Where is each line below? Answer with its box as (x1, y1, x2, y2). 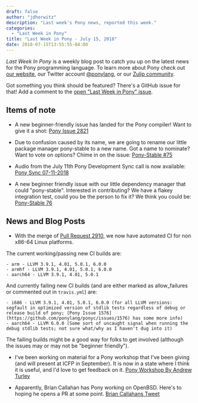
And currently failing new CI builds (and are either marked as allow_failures (6, 282, 188, 289)
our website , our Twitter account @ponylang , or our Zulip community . (6, 70, 175, 77)
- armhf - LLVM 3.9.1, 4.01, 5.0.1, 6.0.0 (6, 266, 112, 272)
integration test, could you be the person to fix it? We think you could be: (14, 193, 192, 200)
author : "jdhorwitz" (6, 14, 57, 20)
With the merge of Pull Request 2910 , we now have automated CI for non (14, 232, 192, 239)
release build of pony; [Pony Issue (6, 310, 96, 316)
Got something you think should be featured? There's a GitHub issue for (6, 82, 181, 89)
